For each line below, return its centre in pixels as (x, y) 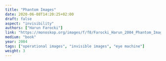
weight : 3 (15, 51)
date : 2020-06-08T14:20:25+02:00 (40, 14)
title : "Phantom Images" (31, 10)
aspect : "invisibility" (30, 23)
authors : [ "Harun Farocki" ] (34, 28)
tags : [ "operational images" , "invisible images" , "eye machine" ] (75, 46)
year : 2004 (16, 42)
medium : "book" (21, 37)
